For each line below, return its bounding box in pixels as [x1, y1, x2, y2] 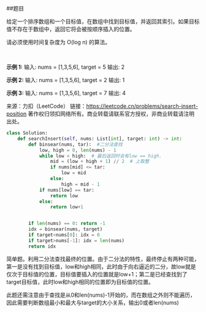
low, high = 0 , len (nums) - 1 [39, 147, 116, 153]
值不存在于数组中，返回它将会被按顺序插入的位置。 [6, 26, 135, 32]
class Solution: [6, 130, 48, 136]
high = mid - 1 [61, 181, 100, 188]
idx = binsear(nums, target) [28, 226, 103, 232]
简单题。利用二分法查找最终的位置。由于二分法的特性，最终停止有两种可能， [6, 255, 200, 262]
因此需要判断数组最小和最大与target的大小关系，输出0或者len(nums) [6, 299, 179, 306]
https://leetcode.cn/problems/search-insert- [86, 102, 198, 110]
